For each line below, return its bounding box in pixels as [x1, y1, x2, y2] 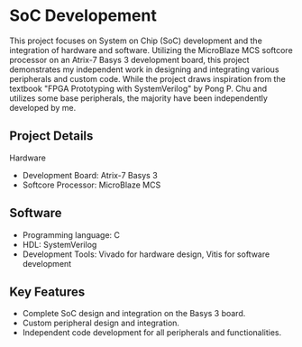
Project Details [9, 128, 94, 144]
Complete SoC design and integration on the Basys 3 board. [22, 308, 246, 319]
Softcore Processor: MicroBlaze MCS [22, 179, 161, 190]
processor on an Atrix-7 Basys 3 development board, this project [9, 54, 250, 65]
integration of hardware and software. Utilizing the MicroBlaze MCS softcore [9, 44, 293, 55]
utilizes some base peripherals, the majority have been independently [9, 92, 269, 104]
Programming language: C [22, 229, 120, 240]
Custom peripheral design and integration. [22, 317, 180, 329]
